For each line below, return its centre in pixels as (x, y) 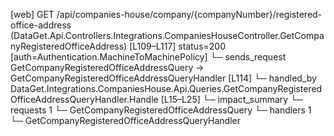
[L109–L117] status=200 (177, 46)
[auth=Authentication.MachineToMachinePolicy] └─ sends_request (148, 57)
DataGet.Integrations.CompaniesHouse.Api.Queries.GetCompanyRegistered (166, 88)
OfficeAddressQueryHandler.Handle (84, 99)
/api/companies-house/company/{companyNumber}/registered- (189, 14)
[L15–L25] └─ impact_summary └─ (231, 99)
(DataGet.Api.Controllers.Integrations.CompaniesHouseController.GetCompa (167, 35)
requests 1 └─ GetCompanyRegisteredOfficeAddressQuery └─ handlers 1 (161, 110)
